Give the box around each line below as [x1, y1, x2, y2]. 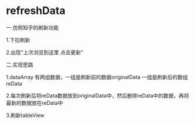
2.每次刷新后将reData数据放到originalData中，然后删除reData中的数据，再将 [6, 92, 190, 99]
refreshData [6, 4, 66, 17]
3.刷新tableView [6, 112, 45, 119]
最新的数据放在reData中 [6, 99, 63, 106]
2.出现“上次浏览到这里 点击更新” [6, 48, 83, 56]
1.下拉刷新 [6, 36, 30, 43]
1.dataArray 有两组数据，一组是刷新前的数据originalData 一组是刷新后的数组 [6, 73, 188, 80]
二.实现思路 [6, 61, 34, 68]
